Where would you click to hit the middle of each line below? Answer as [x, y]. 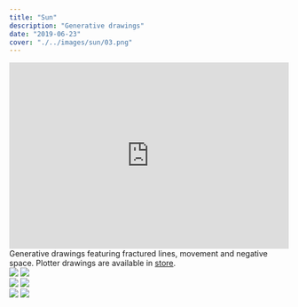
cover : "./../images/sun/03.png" [71, 42]
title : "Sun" [33, 17]
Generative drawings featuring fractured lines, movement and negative [139, 254]
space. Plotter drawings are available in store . [93, 264]
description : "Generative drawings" [77, 26]
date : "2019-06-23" [45, 34]
